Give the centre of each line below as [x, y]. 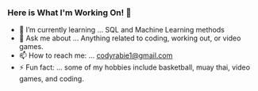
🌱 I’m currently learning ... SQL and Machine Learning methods [122, 30]
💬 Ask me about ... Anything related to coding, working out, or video [130, 38]
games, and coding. [51, 79]
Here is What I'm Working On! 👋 [69, 13]
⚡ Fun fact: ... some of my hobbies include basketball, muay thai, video [135, 67]
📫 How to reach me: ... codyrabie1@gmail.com [96, 55]
